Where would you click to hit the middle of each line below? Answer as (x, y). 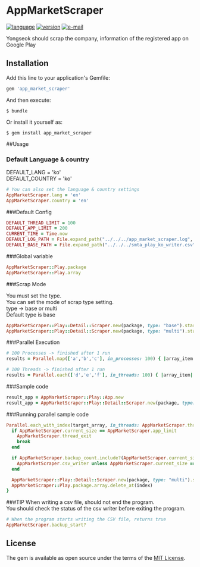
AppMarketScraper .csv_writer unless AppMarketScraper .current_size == (106, 463)
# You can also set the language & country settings (73, 189)
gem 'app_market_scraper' (38, 89)
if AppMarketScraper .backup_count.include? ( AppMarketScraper (89, 458)
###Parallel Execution (33, 342)
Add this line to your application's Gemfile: (58, 77)
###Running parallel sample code (48, 414)
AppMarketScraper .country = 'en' (48, 201)
